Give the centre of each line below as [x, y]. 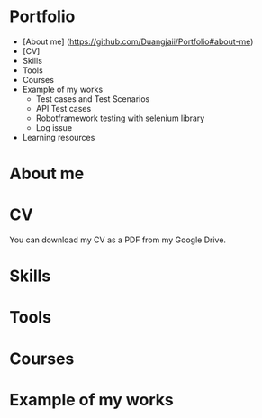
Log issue [54, 127]
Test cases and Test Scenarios [93, 99]
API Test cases [63, 108]
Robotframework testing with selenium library [120, 118]
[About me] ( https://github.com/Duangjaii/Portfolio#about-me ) [138, 41]
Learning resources [59, 137]
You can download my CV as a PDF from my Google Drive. [118, 240]
